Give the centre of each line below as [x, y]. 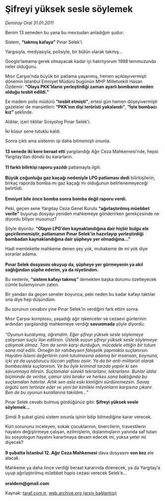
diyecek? [14, 442]
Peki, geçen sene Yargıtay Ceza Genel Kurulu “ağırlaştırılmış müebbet [78, 208]
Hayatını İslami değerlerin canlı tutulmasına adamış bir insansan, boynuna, [82, 355]
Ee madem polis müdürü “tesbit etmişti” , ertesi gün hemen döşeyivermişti [81, 101]
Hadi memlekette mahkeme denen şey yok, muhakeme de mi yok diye [76, 248]
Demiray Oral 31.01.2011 [29, 23]
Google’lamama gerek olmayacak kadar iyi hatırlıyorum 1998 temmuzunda [81, 61]
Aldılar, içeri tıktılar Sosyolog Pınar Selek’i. [48, 121]
